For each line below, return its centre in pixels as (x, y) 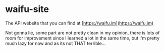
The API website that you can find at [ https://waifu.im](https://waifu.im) (79, 23)
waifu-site (27, 9)
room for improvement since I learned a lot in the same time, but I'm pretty (82, 38)
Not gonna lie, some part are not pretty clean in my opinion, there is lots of (82, 32)
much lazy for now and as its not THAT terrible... (56, 43)
